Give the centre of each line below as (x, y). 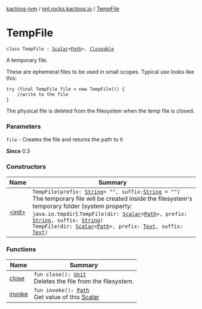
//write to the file (43, 94)
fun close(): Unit (60, 274)
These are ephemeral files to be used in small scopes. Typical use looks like (100, 72)
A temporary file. (27, 60)
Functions (21, 249)
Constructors (26, 167)
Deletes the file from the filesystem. (84, 281)
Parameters (23, 126)
